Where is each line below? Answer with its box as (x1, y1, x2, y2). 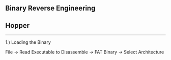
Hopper (5, 21, 30, 30)
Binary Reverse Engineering (5, 4, 96, 13)
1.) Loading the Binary (5, 39, 51, 45)
